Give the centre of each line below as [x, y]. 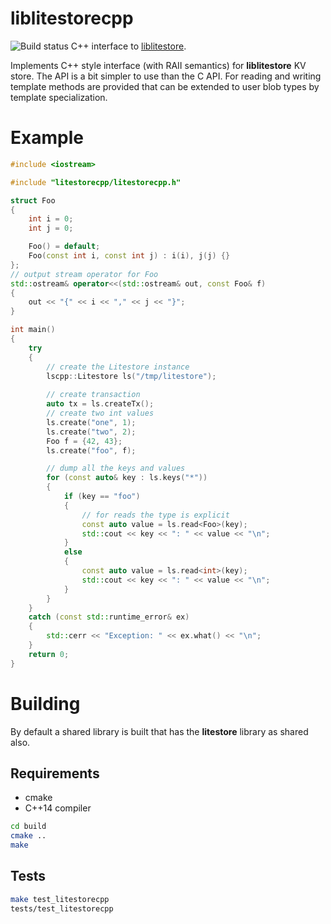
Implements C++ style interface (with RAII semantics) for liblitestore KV [158, 65]
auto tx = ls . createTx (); [100, 404]
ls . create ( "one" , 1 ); [91, 422]
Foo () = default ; [64, 247]
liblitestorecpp [72, 18]
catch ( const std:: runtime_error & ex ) [109, 617]
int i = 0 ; [51, 219]
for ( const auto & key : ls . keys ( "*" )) [127, 478]
